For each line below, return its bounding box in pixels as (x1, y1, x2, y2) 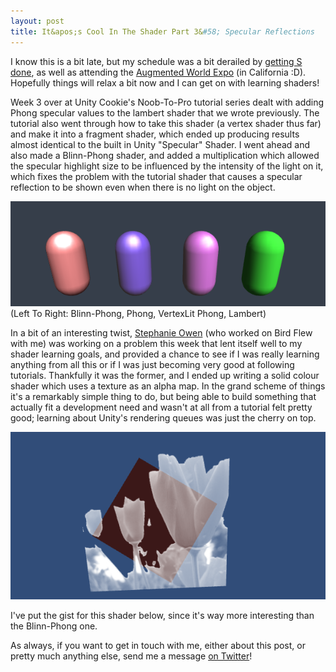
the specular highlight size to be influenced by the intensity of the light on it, (10, 160, 324, 172)
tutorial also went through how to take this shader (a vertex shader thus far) (10, 117, 322, 129)
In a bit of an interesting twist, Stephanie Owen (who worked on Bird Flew (10, 327, 313, 339)
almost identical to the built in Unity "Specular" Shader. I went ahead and (10, 138, 311, 150)
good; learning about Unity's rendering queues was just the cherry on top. (10, 412, 317, 424)
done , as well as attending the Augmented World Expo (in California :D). (10, 66, 307, 78)
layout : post (10, 16, 65, 26)
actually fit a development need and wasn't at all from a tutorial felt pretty (10, 401, 313, 414)
